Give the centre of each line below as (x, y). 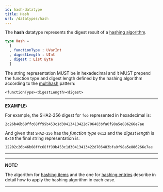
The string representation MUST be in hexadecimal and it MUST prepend (78, 73)
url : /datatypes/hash (27, 18)
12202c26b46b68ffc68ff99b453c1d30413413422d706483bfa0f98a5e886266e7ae (79, 147)
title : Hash (17, 14)
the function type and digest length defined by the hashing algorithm (74, 78)
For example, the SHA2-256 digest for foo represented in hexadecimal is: (78, 115)
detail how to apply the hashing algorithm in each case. (60, 179)
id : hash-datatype (24, 9)
